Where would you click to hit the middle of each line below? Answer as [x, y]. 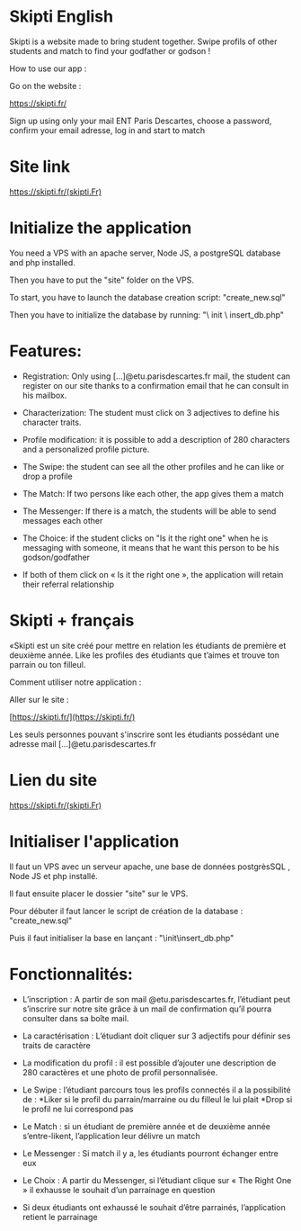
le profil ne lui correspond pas [78, 1109]
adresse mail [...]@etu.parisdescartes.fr [83, 743]
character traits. [52, 422]
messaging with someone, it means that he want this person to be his [151, 547]
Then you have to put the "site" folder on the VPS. [102, 280]
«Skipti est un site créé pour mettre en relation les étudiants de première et [148, 645]
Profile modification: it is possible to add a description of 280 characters [156, 439]
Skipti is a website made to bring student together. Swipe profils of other [143, 41]
